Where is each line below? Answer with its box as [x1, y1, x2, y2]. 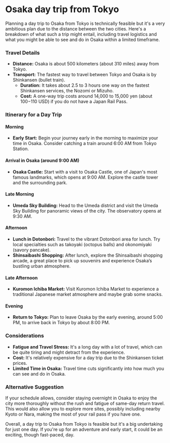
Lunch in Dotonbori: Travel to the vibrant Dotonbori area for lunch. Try [12, 236, 161, 242]
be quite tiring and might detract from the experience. [12, 349, 125, 355]
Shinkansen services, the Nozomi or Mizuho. [20, 88, 114, 94]
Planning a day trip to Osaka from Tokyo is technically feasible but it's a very [5, 20, 165, 26]
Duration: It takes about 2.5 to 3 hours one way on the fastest [20, 82, 150, 88]
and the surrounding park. [12, 179, 67, 186]
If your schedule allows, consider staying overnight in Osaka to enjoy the [5, 395, 157, 401]
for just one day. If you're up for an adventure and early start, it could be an [5, 426, 163, 432]
